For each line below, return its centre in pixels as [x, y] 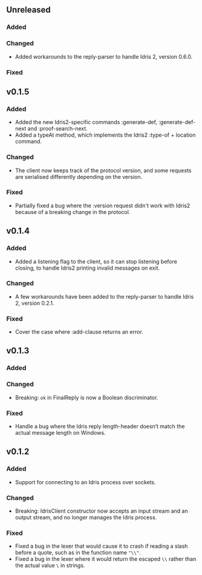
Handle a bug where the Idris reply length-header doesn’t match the [100, 426]
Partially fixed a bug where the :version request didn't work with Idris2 [103, 206]
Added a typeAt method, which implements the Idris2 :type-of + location [105, 135]
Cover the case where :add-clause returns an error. [79, 332]
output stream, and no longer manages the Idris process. [86, 517]
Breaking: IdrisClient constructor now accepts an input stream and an [102, 511]
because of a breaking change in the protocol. [73, 212]
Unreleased [29, 10]
